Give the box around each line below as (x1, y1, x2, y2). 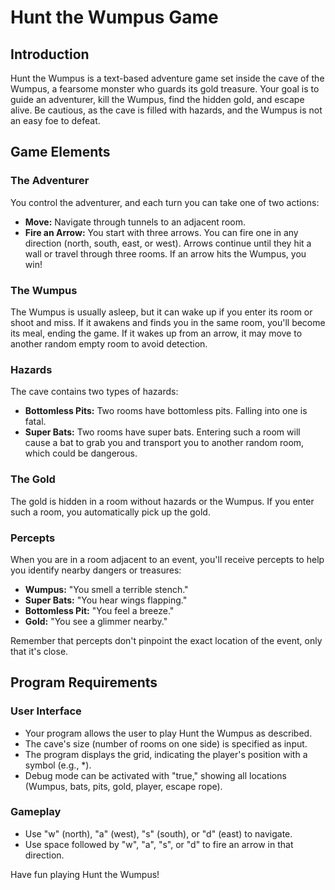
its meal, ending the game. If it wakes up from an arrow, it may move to (10, 327, 303, 339)
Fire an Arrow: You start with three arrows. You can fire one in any (24, 226, 299, 238)
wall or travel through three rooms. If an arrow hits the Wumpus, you (24, 247, 307, 260)
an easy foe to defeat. (10, 115, 101, 126)
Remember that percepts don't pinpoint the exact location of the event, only (10, 634, 323, 646)
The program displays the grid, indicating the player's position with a (24, 748, 308, 760)
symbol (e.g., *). (24, 759, 92, 771)
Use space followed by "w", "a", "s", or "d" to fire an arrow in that (24, 838, 294, 850)
